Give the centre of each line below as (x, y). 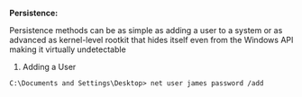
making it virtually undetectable (68, 49)
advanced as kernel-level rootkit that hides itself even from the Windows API (151, 40)
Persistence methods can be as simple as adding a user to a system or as (146, 30)
